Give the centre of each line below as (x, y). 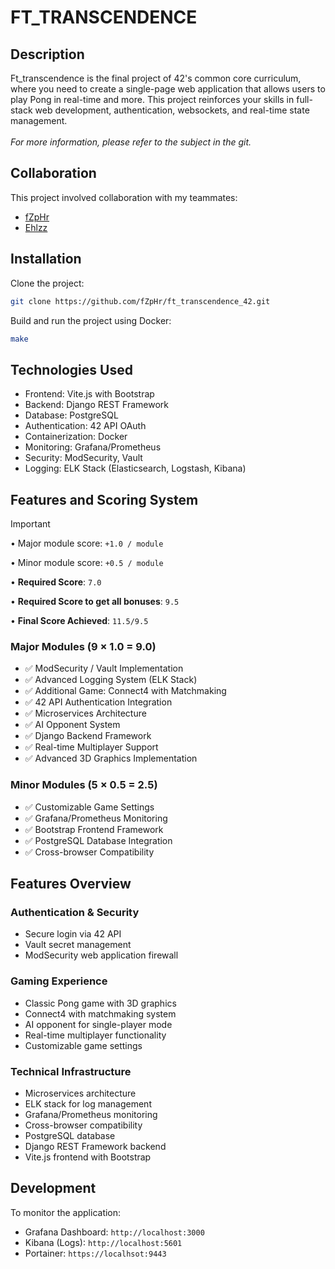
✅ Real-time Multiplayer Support (91, 747)
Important (30, 524)
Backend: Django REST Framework (96, 405)
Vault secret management (78, 945)
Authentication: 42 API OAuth (85, 426)
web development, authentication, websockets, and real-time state (172, 110)
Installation (46, 259)
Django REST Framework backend (95, 1146)
